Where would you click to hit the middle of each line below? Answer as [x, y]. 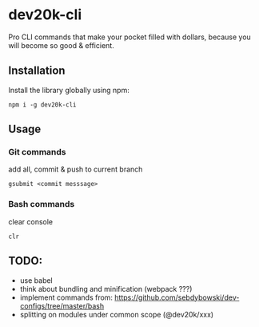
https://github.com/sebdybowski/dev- [177, 297]
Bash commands [42, 204]
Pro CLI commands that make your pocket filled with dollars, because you [130, 37]
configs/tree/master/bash [62, 305]
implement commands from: [66, 297]
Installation [37, 71]
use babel [36, 280]
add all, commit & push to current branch [76, 169]
